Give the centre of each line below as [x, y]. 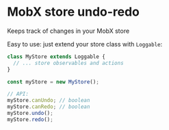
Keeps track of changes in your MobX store [68, 31]
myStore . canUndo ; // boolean [49, 101]
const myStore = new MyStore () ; [53, 82]
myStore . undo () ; [30, 114]
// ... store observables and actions [69, 63]
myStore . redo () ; [30, 119]
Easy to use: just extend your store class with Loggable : [85, 44]
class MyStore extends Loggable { [56, 56]
